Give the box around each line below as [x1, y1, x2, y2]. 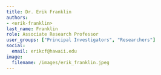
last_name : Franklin [6, 25, 59, 32]
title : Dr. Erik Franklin [6, 8, 71, 15]
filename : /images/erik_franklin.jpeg [11, 59, 110, 65]
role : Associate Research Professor [6, 31, 99, 37]
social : [6, 43, 26, 49]
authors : [6, 15, 28, 21]
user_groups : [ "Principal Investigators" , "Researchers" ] [6, 37, 156, 43]
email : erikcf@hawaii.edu [11, 48, 77, 54]
